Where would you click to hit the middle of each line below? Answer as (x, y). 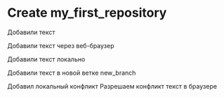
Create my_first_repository (87, 13)
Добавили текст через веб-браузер (61, 45)
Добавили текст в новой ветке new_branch (72, 73)
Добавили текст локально (46, 59)
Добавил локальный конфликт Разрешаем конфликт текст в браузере (112, 86)
